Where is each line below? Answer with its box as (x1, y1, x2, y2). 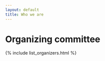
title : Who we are (5, 12, 44, 17)
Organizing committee (5, 33, 100, 45)
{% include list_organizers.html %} (5, 50, 77, 56)
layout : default (5, 7, 39, 12)
